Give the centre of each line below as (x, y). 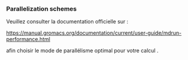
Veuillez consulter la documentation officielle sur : (68, 22)
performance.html (28, 39)
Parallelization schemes (42, 9)
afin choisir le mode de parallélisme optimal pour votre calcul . (82, 51)
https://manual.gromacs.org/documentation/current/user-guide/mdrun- (94, 33)
